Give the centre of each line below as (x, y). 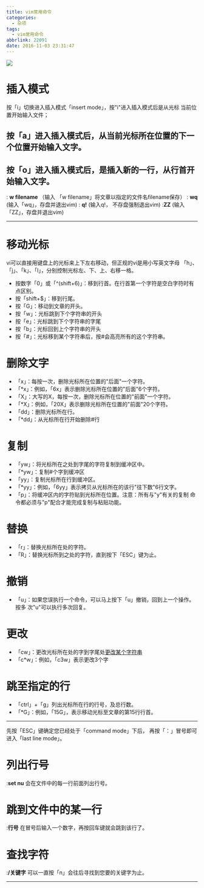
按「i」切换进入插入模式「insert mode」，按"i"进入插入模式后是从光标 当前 (99, 107)
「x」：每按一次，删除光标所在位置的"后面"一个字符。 (82, 381)
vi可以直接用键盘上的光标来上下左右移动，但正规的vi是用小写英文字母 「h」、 (102, 263)
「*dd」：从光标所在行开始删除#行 (57, 419)
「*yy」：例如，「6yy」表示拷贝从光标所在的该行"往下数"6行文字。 (97, 487)
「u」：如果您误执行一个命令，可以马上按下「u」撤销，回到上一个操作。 (105, 599)
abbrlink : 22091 (27, 40)
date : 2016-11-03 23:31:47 (40, 46)
